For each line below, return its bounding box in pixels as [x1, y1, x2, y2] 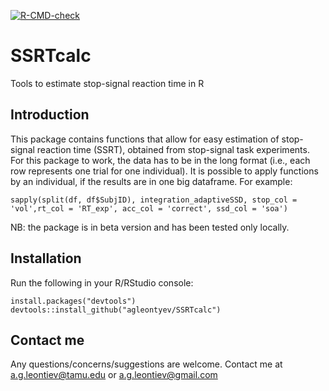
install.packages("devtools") [10, 296, 137, 306]
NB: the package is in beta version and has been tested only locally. [10, 221, 290, 233]
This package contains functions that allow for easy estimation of [10, 133, 280, 145]
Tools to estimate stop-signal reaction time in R [10, 77, 205, 89]
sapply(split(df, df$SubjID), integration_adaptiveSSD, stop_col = [10, 195, 298, 205]
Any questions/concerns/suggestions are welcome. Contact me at [10, 358, 283, 370]
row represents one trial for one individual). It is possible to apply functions [10, 165, 319, 177]
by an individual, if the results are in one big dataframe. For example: [10, 175, 293, 187]
